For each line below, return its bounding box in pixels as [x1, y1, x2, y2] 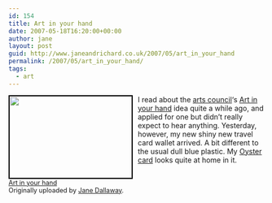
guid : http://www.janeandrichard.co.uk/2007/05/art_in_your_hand [8, 50, 235, 58]
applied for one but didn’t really [138, 111, 243, 122]
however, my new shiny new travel [138, 129, 254, 139]
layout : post [8, 42, 53, 50]
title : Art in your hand [8, 19, 93, 28]
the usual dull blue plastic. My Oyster [138, 146, 262, 156]
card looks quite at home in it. [138, 155, 238, 165]
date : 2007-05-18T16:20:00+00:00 [8, 27, 122, 35]
